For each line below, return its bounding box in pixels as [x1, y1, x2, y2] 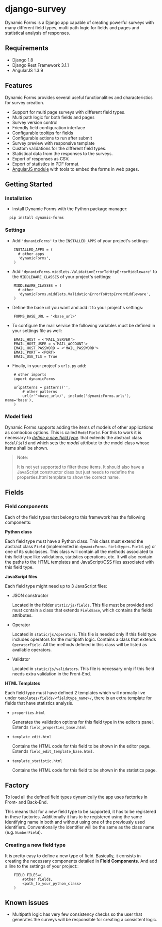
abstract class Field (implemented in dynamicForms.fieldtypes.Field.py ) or [5, 543, 156, 549]
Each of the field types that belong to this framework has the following [5, 514, 146, 520]
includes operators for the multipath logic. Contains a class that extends [12, 636, 156, 642]
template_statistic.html [12, 758, 63, 764]
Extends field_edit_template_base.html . [12, 748, 94, 754]
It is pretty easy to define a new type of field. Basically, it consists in [5, 852, 141, 859]
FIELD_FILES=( [14, 872, 42, 877]
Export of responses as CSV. [12, 156, 69, 161]
